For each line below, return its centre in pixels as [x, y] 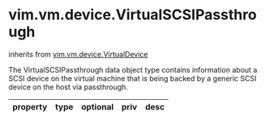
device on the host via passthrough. [68, 87]
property [30, 106]
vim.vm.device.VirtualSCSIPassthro [132, 15]
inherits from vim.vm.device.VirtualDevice [78, 54]
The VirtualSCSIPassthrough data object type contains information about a [133, 69]
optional [97, 106]
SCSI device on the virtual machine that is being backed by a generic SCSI [132, 78]
